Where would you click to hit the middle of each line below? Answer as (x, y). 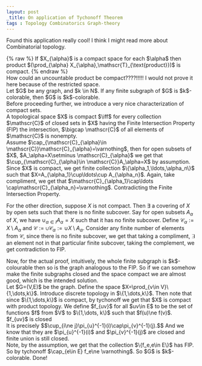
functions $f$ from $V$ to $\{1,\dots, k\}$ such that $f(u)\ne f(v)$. (89, 313)
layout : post (23, 12)
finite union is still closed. (38, 338)
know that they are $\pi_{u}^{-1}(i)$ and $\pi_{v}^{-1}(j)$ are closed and (96, 332)
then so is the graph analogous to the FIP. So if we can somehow (115, 267)
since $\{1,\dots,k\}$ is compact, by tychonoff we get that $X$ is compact (99, 300)
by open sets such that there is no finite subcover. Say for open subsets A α (100, 213)
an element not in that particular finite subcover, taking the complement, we (100, 243)
